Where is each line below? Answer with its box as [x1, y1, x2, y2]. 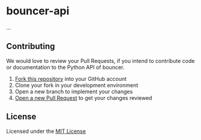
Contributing [6, 41, 55, 51]
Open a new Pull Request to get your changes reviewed [14, 94, 152, 101]
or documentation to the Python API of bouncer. [6, 63, 125, 71]
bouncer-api [6, 4, 70, 18]
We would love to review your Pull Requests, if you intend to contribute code [6, 57, 195, 64]
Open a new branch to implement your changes [14, 88, 133, 95]
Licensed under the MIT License [6, 127, 86, 135]
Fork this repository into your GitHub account [14, 75, 127, 82]
